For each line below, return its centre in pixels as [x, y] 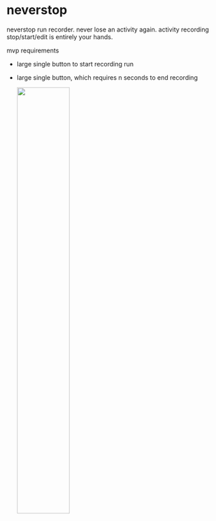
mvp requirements [33, 50]
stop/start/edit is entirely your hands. [60, 36]
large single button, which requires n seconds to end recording [107, 77]
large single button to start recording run [75, 64]
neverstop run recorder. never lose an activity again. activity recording [108, 29]
